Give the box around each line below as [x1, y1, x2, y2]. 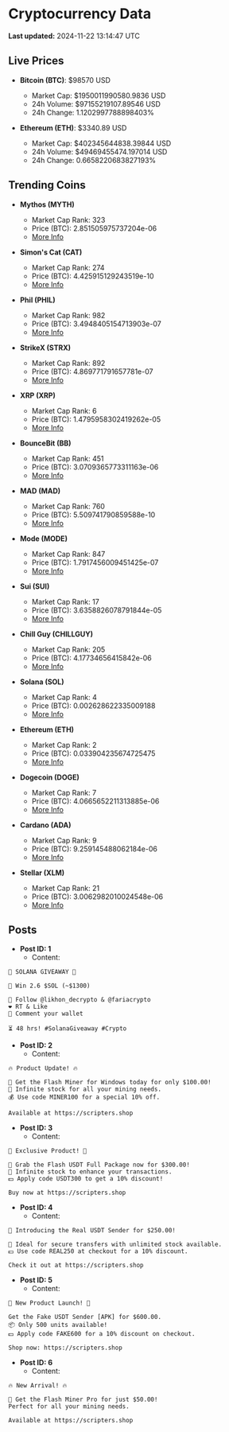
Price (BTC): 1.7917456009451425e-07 [31, 558, 159, 567]
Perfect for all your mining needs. [8, 1403, 130, 1411]
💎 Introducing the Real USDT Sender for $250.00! [8, 1227, 177, 1235]
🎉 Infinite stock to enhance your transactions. [8, 1168, 173, 1176]
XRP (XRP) [19, 391, 56, 400]
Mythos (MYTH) [19, 200, 76, 209]
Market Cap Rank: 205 [31, 644, 106, 654]
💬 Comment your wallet [8, 1010, 83, 1018]
